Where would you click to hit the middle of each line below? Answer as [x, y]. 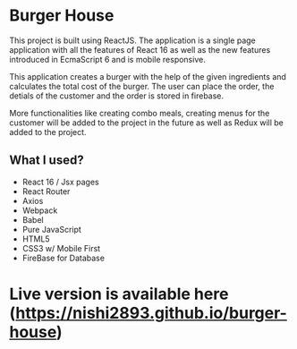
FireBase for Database [64, 258]
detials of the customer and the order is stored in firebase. [117, 96]
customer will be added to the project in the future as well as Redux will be [147, 123]
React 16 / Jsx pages [61, 182]
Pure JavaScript [52, 229]
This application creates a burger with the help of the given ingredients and [148, 76]
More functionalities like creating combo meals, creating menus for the [140, 113]
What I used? [47, 161]
